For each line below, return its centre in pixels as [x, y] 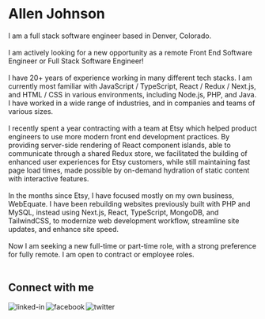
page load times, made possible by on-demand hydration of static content [129, 170]
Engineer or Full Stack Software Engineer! [76, 61]
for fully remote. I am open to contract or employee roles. [102, 254]
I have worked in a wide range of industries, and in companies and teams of [132, 103]
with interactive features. [49, 178]
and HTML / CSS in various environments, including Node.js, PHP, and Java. [132, 94]
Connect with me [51, 288]
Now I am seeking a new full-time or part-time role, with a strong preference [132, 245]
